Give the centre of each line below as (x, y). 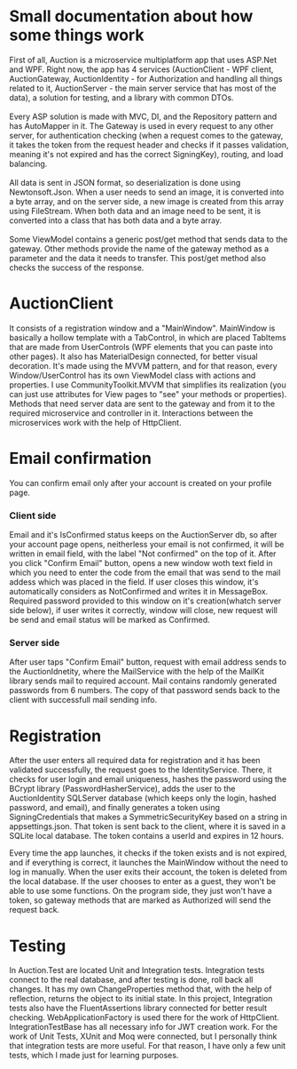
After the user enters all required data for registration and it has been (135, 761)
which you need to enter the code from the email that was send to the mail (145, 573)
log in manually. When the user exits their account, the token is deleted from (148, 872)
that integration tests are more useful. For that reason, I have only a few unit (148, 1046)
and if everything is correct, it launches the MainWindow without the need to (149, 863)
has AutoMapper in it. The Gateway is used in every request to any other (141, 125)
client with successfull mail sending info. (83, 700)
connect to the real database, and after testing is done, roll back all (131, 980)
